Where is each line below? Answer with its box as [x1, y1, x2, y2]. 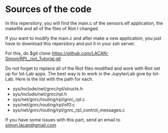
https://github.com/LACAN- [51, 50, 109, 56]
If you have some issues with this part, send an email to [5, 116, 121, 122]
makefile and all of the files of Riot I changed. [5, 25, 99, 31]
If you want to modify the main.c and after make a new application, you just [5, 35, 161, 41]
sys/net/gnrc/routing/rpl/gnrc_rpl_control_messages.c [12, 107, 125, 113]
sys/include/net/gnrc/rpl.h [12, 91, 67, 97]
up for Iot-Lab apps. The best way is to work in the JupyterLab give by [5, 70, 152, 76]
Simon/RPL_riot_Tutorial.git [5, 55, 62, 61]
